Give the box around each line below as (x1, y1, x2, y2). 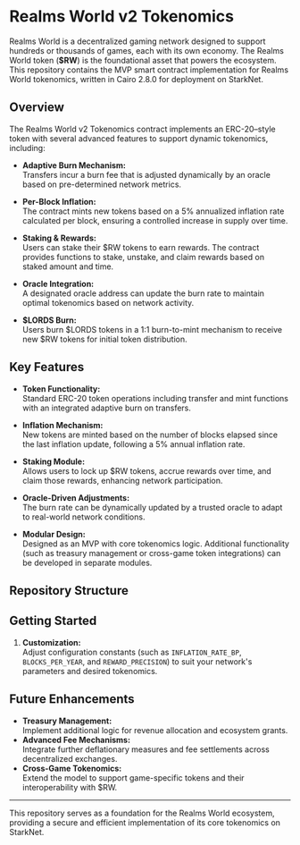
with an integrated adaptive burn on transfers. (21, 402, 192, 413)
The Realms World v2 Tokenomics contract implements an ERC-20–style (9, 123, 277, 134)
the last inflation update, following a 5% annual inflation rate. (21, 438, 246, 449)
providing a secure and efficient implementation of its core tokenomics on (9, 816, 281, 828)
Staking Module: (21, 456, 86, 467)
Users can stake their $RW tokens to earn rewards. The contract (21, 241, 260, 252)
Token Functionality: (21, 383, 101, 394)
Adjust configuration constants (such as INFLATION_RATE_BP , (21, 646, 242, 657)
